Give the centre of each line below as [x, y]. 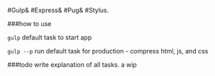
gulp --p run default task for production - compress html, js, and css [108, 51]
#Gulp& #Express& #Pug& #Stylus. [58, 10]
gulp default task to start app [50, 37]
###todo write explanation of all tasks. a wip [72, 65]
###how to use [29, 24]
